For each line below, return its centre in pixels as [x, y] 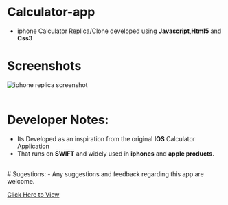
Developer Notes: [58, 120]
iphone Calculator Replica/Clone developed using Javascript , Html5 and [119, 31]
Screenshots [44, 66]
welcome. [21, 181]
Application [33, 146]
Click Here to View [33, 194]
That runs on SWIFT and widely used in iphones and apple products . [115, 153]
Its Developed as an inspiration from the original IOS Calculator [106, 138]
